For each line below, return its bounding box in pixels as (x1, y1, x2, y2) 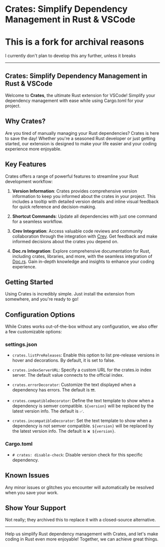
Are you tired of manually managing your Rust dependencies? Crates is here (5, 130, 160, 136)
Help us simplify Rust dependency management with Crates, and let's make (5, 531, 159, 537)
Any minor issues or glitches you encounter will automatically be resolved (5, 484, 154, 490)
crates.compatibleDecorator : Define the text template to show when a (12, 398, 154, 404)
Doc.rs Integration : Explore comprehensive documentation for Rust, (12, 248, 151, 254)
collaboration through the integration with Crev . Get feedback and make (12, 233, 158, 239)
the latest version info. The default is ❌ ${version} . (12, 428, 116, 434)
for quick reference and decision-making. (12, 203, 97, 210)
